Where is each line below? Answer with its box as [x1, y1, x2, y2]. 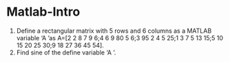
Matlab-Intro [6, 4, 81, 20]
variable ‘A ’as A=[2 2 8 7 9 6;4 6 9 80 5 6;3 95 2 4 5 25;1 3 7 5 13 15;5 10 [16, 33, 224, 42]
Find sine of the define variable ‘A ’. [16, 48, 116, 57]
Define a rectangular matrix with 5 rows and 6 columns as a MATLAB [16, 27, 212, 35]
